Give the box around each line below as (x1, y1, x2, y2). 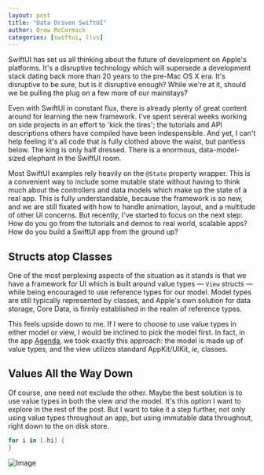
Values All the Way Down (8, 367, 134, 381)
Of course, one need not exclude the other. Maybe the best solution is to (8, 388, 243, 397)
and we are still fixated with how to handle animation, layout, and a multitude (8, 202, 256, 212)
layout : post (8, 11, 51, 20)
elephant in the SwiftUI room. (27, 154, 122, 163)
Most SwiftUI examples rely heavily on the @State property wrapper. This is (8, 169, 251, 178)
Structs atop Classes (8, 250, 112, 263)
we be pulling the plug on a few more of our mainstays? (8, 88, 189, 98)
